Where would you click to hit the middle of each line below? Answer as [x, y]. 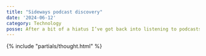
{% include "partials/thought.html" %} [54, 46]
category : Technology [34, 23]
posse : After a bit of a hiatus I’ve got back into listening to [91, 29]
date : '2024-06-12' [31, 18]
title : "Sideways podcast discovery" [55, 12]
